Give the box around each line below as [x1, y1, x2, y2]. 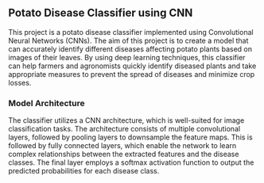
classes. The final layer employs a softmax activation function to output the [8, 158, 254, 167]
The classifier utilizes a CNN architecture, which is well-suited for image [8, 116, 245, 125]
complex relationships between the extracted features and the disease [8, 150, 239, 159]
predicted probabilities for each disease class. [8, 166, 160, 176]
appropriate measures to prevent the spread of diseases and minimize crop [8, 69, 255, 78]
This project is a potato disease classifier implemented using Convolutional [8, 27, 254, 36]
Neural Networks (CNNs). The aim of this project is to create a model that [8, 36, 249, 45]
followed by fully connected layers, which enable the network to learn [8, 141, 237, 151]
